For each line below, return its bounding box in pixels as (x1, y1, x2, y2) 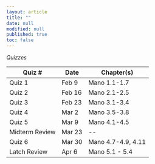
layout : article (6, 9, 47, 15)
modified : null (6, 26, 45, 32)
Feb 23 (61, 98, 82, 106)
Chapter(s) (101, 68, 134, 77)
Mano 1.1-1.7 (88, 78, 129, 87)
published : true (6, 32, 47, 38)
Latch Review (9, 148, 48, 155)
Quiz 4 (9, 108, 29, 116)
